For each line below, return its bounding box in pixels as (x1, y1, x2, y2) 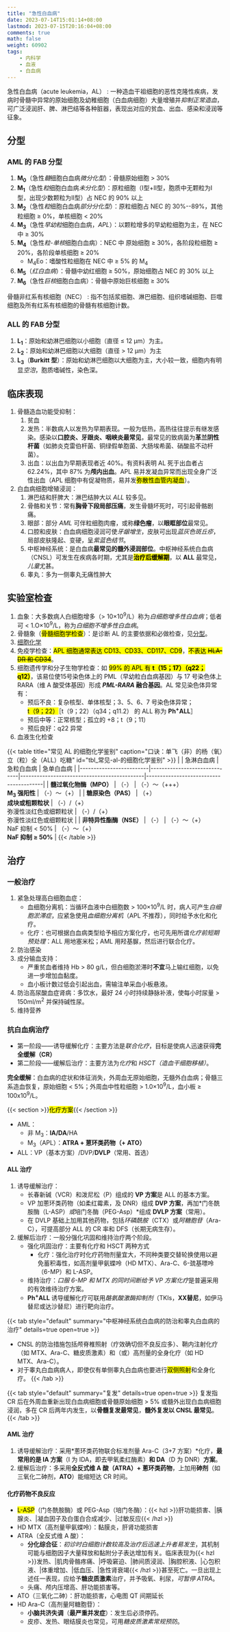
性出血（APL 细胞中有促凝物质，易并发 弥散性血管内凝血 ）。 (27, 476, 194, 484)
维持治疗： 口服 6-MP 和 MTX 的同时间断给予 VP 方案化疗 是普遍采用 (27, 1276, 219, 1284)
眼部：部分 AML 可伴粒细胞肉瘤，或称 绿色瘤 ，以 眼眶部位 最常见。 (27, 519, 212, 527)
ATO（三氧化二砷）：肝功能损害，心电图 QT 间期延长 (16, 1592, 164, 1600)
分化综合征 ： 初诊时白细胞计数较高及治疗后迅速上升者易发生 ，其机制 (27, 1540, 220, 1548)
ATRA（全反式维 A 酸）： (16, 1532, 86, 1540)
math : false (7, 36, 41, 43)
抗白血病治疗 (7, 1024, 50, 1034)
